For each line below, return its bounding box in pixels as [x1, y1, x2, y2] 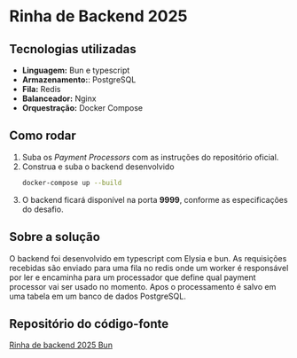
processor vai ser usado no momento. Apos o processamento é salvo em [9, 281, 277, 292]
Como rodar [9, 128, 77, 144]
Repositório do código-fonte [9, 316, 169, 331]
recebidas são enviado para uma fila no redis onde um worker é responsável [9, 262, 289, 273]
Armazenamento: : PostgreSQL [21, 74, 137, 85]
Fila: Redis [21, 84, 61, 94]
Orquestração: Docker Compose [21, 103, 144, 113]
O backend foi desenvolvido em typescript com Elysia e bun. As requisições [9, 253, 287, 263]
